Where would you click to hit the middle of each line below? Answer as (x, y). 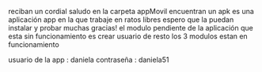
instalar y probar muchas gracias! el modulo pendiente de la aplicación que (131, 28)
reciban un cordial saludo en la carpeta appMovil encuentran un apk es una (131, 11)
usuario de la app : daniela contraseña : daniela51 (89, 59)
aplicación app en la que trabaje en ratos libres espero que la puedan (121, 20)
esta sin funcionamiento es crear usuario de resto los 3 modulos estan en (128, 36)
